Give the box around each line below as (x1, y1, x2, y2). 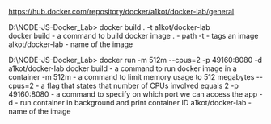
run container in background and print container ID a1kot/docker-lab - (19, 98, 252, 107)
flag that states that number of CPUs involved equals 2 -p (47, 81, 239, 90)
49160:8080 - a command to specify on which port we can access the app (8, 89, 258, 99)
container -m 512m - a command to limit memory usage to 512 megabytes (8, 72, 255, 81)
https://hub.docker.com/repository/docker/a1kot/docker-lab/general (8, 7, 235, 16)
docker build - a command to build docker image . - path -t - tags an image (8, 31, 259, 40)
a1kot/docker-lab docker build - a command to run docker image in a (8, 64, 237, 73)
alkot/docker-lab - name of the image (8, 39, 133, 49)
